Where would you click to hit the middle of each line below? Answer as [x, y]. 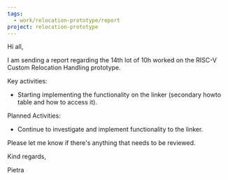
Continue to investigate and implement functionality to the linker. [110, 130]
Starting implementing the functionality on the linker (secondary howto [119, 95]
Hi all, [15, 47]
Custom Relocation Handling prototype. [64, 68]
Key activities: [27, 81]
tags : [15, 14]
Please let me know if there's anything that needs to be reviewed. [101, 143]
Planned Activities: [34, 116]
